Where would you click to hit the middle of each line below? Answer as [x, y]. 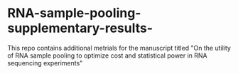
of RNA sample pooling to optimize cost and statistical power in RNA [107, 55]
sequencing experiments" [45, 63]
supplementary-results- [80, 28]
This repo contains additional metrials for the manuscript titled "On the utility [119, 48]
